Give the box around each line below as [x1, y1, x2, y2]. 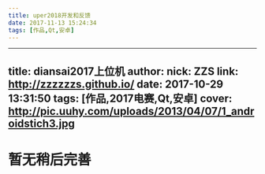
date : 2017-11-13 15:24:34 [8, 19, 97, 27]
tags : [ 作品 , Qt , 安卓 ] [8, 26, 75, 34]
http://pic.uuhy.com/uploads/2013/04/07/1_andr [8, 104, 255, 118]
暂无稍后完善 [8, 150, 92, 168]
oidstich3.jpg [8, 117, 75, 130]
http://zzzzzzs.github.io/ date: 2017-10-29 [8, 77, 223, 91]
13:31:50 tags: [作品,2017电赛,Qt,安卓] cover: [8, 91, 233, 105]
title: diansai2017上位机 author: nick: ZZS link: [8, 65, 239, 78]
